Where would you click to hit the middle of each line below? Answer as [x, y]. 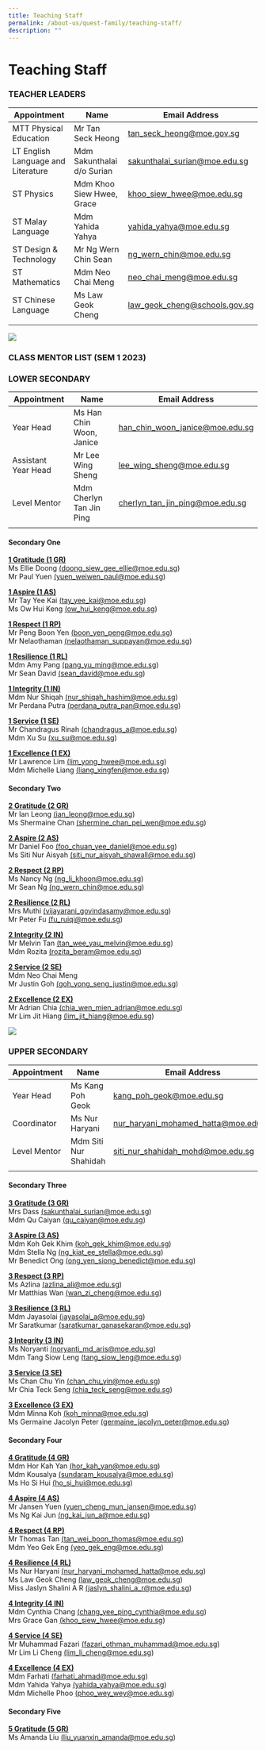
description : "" [35, 30]
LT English [31, 151]
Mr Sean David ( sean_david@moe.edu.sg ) [77, 673]
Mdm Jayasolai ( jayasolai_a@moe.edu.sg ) [77, 1316]
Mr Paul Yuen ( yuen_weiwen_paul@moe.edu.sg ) [87, 577]
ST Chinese [34, 300]
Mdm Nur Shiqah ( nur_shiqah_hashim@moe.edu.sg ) [93, 697]
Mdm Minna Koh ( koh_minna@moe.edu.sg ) [78, 1413]
